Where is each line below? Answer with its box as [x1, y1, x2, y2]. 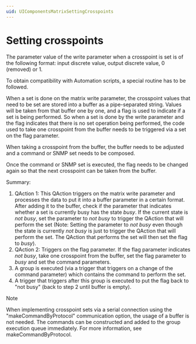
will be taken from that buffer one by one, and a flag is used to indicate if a [6, 107, 185, 114]
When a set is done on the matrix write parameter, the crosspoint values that [6, 94, 191, 101]
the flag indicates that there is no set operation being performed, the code [6, 120, 185, 127]
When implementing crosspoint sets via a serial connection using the [6, 306, 173, 313]
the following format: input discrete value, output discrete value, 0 [6, 59, 165, 66]
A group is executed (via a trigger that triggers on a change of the [14, 264, 174, 271]
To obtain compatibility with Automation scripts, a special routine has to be [6, 77, 186, 84]
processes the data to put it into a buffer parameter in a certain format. [14, 196, 185, 203]
